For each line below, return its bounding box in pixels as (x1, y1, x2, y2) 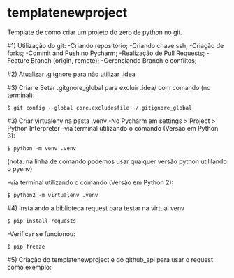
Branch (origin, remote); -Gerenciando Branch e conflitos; (30, 56, 197, 64)
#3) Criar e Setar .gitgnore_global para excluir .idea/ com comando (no (7, 83, 211, 92)
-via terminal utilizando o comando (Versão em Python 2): (7, 178, 174, 186)
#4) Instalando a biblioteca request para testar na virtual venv (7, 204, 185, 212)
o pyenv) (7, 164, 33, 173)
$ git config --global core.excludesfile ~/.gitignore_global (7, 104, 192, 111)
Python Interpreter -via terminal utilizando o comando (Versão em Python (7, 124, 219, 132)
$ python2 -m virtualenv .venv (7, 191, 98, 198)
